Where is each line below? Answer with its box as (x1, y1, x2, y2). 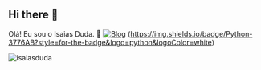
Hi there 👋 (8, 8, 59, 21)
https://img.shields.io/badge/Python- (129, 29, 253, 38)
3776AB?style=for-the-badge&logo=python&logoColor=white (8, 37, 213, 47)
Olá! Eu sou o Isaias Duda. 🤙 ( (8, 29, 131, 38)
